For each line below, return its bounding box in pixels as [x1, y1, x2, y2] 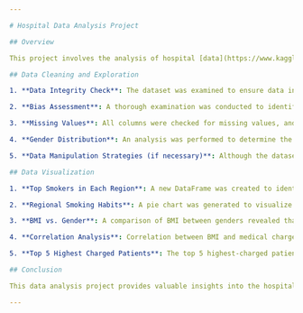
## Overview [9, 37, 54, 46]
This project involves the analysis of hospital [9, 53, 196, 63]
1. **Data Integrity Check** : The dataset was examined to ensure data [9, 87, 284, 96]
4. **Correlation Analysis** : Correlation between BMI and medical [9, 233, 269, 242]
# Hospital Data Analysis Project [9, 21, 140, 30]
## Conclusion [9, 265, 63, 274]
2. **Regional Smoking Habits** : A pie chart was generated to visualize [9, 200, 293, 209]
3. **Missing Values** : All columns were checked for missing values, [9, 119, 280, 128]
